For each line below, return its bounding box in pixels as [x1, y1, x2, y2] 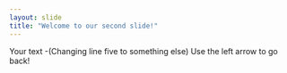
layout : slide [9, 12, 63, 22]
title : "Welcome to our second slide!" [9, 21, 159, 30]
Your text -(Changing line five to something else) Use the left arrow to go [9, 45, 278, 56]
